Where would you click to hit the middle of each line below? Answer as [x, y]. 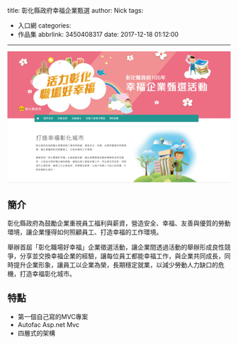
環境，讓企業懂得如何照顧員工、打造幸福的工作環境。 [85, 232]
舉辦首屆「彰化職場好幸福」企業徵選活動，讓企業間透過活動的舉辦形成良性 [116, 248]
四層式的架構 [36, 333]
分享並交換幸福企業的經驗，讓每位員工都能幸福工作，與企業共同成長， [122, 256]
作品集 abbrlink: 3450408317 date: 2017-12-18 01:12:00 [98, 34]
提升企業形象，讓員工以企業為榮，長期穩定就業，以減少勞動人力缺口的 [115, 265]
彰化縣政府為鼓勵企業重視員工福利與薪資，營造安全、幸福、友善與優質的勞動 [119, 223]
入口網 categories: [44, 26]
